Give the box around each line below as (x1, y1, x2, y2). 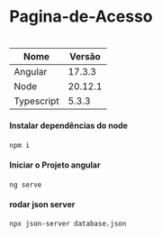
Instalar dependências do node (9, 120, 129, 131)
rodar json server (9, 199, 76, 210)
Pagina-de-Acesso (9, 6, 153, 27)
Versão (68, 50, 101, 63)
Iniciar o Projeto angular (9, 160, 101, 170)
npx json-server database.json (9, 219, 127, 228)
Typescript (13, 95, 60, 107)
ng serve (9, 180, 42, 189)
